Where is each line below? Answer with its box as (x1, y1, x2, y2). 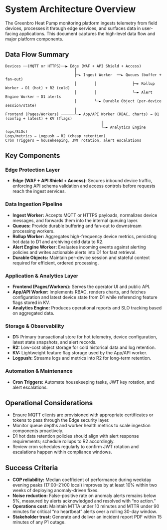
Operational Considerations (5, 399, 93, 407)
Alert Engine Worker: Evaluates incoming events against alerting (12, 244, 146, 250)
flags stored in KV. (12, 299, 50, 305)
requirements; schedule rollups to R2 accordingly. (12, 438, 115, 445)
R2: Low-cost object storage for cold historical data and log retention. (12, 344, 156, 350)
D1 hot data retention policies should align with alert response (12, 433, 140, 439)
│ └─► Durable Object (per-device (74, 98, 162, 103)
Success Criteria (5, 463, 58, 472)
